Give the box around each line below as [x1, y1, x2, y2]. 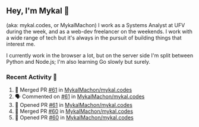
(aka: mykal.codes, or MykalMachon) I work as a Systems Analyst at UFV [6, 21, 185, 28]
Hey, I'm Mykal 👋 [6, 6, 70, 16]
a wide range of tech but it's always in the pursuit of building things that [6, 34, 182, 41]
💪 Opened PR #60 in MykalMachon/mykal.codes [14, 114, 134, 121]
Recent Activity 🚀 [6, 73, 58, 81]
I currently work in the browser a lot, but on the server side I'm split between [6, 51, 194, 59]
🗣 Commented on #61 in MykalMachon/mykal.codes [14, 93, 145, 100]
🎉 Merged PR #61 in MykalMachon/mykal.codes [14, 86, 132, 93]
